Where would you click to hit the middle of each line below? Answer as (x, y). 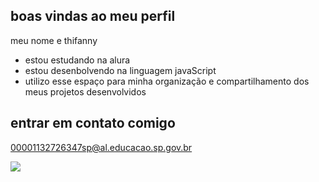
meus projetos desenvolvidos (85, 91)
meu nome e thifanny (54, 40)
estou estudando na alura (77, 60)
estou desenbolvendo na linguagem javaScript (120, 70)
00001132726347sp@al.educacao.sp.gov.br (101, 147)
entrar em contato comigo (93, 123)
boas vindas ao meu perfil (93, 16)
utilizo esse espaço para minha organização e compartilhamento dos (167, 81)
